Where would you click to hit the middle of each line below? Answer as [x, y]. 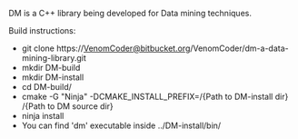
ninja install [43, 116]
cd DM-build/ [46, 87]
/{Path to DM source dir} [68, 106]
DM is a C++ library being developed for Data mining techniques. [130, 13]
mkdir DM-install [53, 77]
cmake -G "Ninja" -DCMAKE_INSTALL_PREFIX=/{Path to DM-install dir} [155, 96]
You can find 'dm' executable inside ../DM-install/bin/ [121, 125]
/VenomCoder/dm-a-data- [239, 48]
